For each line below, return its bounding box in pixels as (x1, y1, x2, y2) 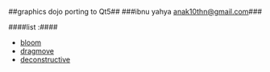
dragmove (19, 46, 55, 55)
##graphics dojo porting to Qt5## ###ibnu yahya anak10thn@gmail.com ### (8, 7, 263, 16)
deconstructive (19, 55, 71, 64)
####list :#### (8, 22, 58, 31)
